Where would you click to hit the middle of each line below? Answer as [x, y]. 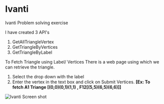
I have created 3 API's [27, 32]
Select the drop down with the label [48, 76]
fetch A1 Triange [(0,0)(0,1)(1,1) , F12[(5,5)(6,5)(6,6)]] [67, 87]
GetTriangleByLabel [32, 52]
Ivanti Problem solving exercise [37, 23]
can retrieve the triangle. [30, 67]
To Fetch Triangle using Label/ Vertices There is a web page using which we [82, 62]
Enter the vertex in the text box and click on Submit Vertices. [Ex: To [81, 82]
